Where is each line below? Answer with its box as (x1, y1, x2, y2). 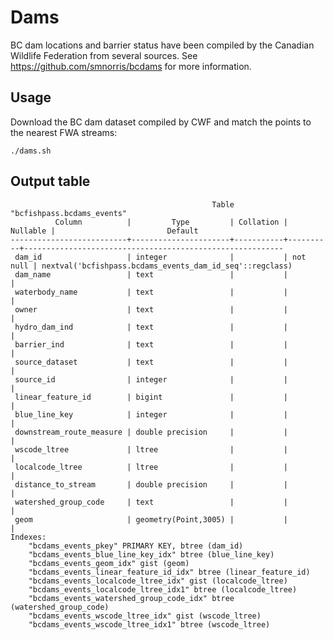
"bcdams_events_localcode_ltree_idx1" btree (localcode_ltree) (28, 584, 298, 595)
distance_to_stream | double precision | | (14, 479, 288, 490)
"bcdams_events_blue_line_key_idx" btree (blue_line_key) (28, 549, 275, 560)
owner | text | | (14, 304, 288, 315)
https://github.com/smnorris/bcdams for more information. (10, 60, 252, 72)
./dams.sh (10, 146, 52, 156)
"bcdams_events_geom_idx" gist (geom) (28, 558, 190, 568)
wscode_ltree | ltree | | (14, 444, 288, 455)
